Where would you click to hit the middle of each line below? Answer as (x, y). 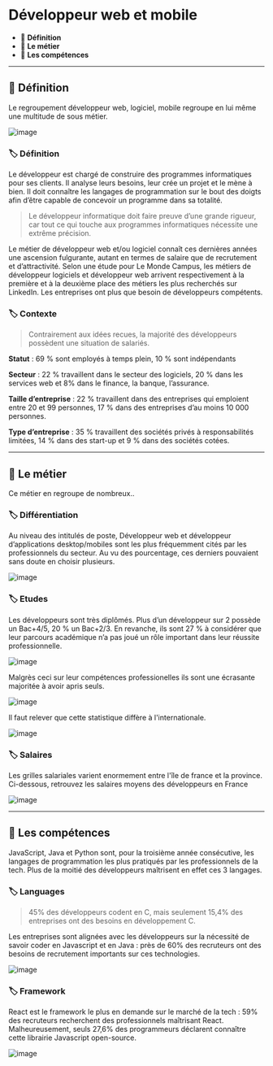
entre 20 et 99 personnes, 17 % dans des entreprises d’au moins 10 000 (129, 407)
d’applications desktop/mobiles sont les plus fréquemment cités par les (128, 544)
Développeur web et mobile (103, 15)
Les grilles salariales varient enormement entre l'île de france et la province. (135, 776)
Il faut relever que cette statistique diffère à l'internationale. (107, 717)
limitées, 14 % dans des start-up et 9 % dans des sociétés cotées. (119, 441)
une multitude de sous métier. (58, 116)
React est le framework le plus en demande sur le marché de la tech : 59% (133, 1012)
